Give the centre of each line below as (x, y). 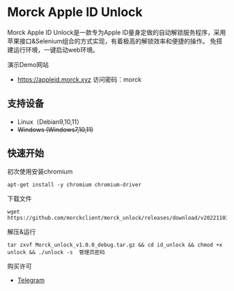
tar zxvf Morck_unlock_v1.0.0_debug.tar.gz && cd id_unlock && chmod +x (115, 245)
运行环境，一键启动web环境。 (56, 50)
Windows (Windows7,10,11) (55, 129)
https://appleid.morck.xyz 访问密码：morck (79, 79)
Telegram (31, 280)
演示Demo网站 (28, 64)
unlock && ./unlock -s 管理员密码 (56, 252)
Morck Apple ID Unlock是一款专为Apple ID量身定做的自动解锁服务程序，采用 (117, 32)
